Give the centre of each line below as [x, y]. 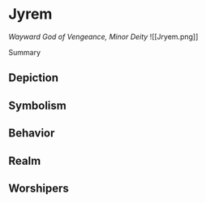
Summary [25, 52]
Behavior [32, 134]
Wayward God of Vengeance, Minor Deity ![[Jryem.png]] [103, 37]
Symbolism [37, 105]
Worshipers [39, 188]
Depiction [34, 78]
